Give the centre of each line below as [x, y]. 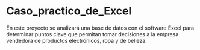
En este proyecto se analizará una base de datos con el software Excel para [100, 28]
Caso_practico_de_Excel [69, 11]
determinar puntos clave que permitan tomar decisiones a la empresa [92, 34]
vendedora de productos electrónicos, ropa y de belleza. [77, 40]
